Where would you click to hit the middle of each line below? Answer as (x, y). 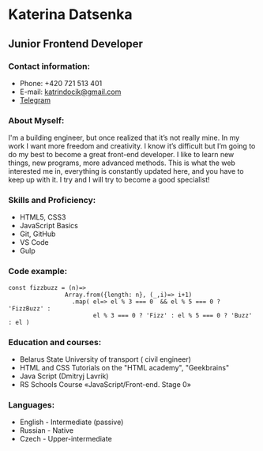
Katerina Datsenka (70, 15)
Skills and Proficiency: (52, 201)
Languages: (32, 404)
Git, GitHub (38, 234)
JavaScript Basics (49, 226)
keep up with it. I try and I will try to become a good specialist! (109, 180)
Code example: (38, 272)
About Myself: (36, 120)
